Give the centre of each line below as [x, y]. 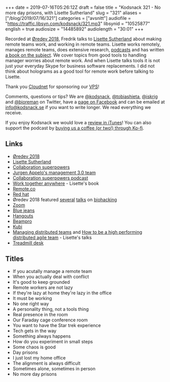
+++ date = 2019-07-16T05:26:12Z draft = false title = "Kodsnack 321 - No [83, 7]
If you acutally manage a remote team [52, 271]
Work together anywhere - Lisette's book [56, 183]
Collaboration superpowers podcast [50, 178]
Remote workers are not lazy [43, 287]
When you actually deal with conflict [51, 277]
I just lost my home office [39, 358]
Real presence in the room [40, 314]
